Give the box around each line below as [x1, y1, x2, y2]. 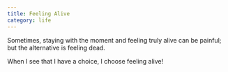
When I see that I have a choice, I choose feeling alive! [7, 57, 164, 65]
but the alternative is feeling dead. [7, 43, 106, 52]
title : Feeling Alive [7, 10, 70, 17]
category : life [7, 17, 52, 24]
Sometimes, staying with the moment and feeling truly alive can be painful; [7, 36, 222, 44]
